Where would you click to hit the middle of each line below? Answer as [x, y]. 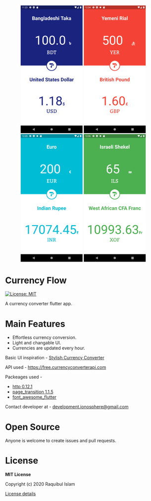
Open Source [33, 427]
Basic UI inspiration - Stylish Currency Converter [55, 358]
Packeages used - [24, 377]
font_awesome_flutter [34, 397]
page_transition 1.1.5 [33, 392]
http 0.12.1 [22, 387]
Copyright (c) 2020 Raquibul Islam [40, 484]
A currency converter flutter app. [39, 304]
